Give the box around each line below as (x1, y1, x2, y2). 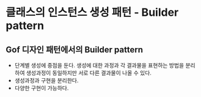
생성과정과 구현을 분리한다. (14, 77, 79, 84)
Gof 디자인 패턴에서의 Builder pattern (5, 44, 143, 55)
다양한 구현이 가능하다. (14, 84, 69, 92)
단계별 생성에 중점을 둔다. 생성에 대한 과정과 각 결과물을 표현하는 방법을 (14, 62, 185, 69)
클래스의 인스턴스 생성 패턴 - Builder (5, 5, 179, 19)
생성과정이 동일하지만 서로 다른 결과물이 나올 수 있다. (26, 69, 152, 76)
